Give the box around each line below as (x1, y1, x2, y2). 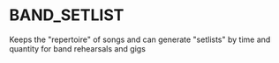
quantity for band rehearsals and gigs (9, 43, 146, 53)
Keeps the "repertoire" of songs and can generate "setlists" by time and (9, 34, 271, 45)
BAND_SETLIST (9, 5, 124, 25)
